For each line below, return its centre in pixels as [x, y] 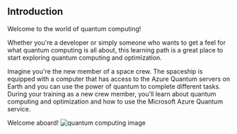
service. [19, 108]
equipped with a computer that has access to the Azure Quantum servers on [119, 79]
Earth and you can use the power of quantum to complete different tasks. [114, 86]
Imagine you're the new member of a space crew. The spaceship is [105, 71]
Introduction [35, 12]
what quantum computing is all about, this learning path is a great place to [115, 50]
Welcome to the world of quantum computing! [74, 28]
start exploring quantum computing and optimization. [85, 57]
